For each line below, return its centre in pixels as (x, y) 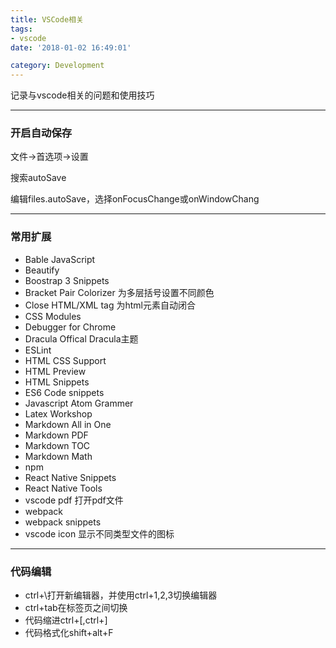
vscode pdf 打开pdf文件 (74, 500)
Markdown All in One (68, 424)
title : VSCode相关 (47, 19)
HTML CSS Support (65, 360)
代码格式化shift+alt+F (69, 633)
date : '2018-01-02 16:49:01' (71, 47)
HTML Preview (55, 371)
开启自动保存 (41, 133)
